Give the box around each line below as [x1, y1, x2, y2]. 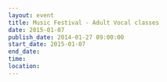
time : [8, 55, 26, 63]
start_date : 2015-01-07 [8, 41, 86, 48]
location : [8, 62, 41, 70]
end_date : [8, 48, 41, 55]
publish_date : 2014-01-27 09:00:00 [8, 33, 125, 41]
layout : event [8, 11, 55, 20]
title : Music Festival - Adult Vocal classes [8, 19, 159, 27]
